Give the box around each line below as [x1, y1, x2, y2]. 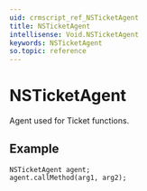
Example [9, 141, 60, 157]
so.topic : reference [9, 47, 87, 56]
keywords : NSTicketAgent [9, 38, 103, 48]
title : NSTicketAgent [9, 22, 91, 31]
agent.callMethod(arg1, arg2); [9, 173, 127, 182]
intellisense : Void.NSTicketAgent [9, 30, 140, 39]
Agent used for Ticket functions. [9, 115, 130, 126]
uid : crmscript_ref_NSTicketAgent [9, 13, 140, 23]
